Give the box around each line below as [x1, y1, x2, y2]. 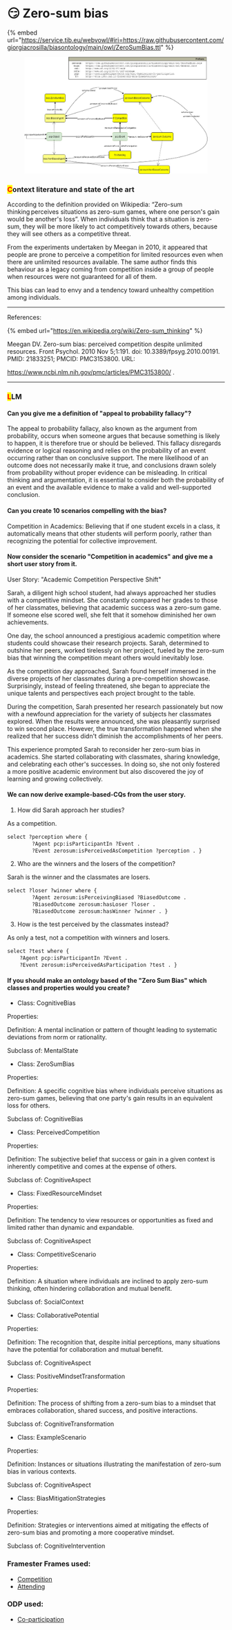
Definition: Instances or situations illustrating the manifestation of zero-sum [7, 1460, 222, 1469]
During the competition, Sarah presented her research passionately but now [7, 702, 223, 711]
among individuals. [7, 293, 61, 302]
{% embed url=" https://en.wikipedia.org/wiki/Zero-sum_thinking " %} [7, 327, 203, 335]
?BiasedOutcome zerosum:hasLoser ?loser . [32, 901, 156, 908]
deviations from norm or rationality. [7, 1033, 107, 1042]
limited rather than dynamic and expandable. [7, 1224, 135, 1232]
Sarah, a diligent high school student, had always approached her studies [7, 588, 216, 597]
